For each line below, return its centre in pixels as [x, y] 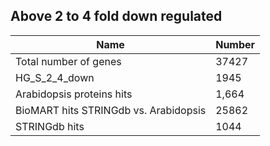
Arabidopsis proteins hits [74, 94]
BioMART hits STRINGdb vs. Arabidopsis [111, 110]
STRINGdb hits [50, 126]
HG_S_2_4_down [55, 77]
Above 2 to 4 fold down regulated [116, 16]
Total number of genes [68, 61]
